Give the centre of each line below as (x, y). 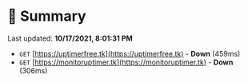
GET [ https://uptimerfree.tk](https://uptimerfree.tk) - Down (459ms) (130, 53)
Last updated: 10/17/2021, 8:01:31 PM (70, 38)
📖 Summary (47, 16)
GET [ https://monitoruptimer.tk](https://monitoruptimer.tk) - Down (126, 62)
